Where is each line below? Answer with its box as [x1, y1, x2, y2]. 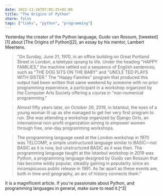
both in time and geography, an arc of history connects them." [17, 171, 142, 177]
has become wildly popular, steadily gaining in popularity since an [17, 160, 149, 166]
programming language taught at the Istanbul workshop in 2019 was [17, 150, 154, 156]
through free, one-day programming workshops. [17, 125, 114, 131]
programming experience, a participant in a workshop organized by [17, 85, 152, 90]
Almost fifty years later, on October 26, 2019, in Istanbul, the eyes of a [17, 105, 157, 110]
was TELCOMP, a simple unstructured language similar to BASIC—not [17, 140, 157, 146]
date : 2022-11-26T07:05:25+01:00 [5, 7, 73, 12]
